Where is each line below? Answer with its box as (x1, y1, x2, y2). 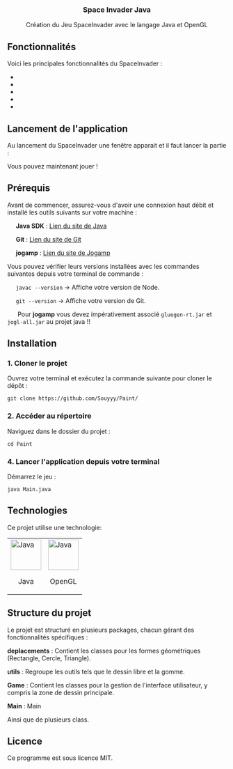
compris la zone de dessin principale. (7, 688, 115, 697)
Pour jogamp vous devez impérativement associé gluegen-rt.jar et (17, 310, 212, 318)
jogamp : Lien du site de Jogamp (15, 249, 111, 257)
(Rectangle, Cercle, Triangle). (7, 653, 92, 662)
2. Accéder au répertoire (7, 411, 92, 421)
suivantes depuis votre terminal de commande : (7, 270, 144, 278)
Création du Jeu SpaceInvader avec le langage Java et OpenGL (26, 21, 208, 29)
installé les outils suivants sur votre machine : (7, 208, 138, 217)
